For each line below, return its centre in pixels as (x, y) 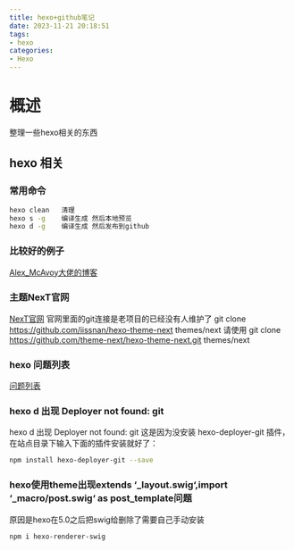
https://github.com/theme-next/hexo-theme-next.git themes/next (130, 339)
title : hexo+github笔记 (52, 17)
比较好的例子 (37, 251)
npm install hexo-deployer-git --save (81, 461)
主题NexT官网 (39, 297)
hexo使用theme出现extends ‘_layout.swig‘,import (118, 485)
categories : (31, 51)
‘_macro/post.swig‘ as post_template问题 (101, 498)
